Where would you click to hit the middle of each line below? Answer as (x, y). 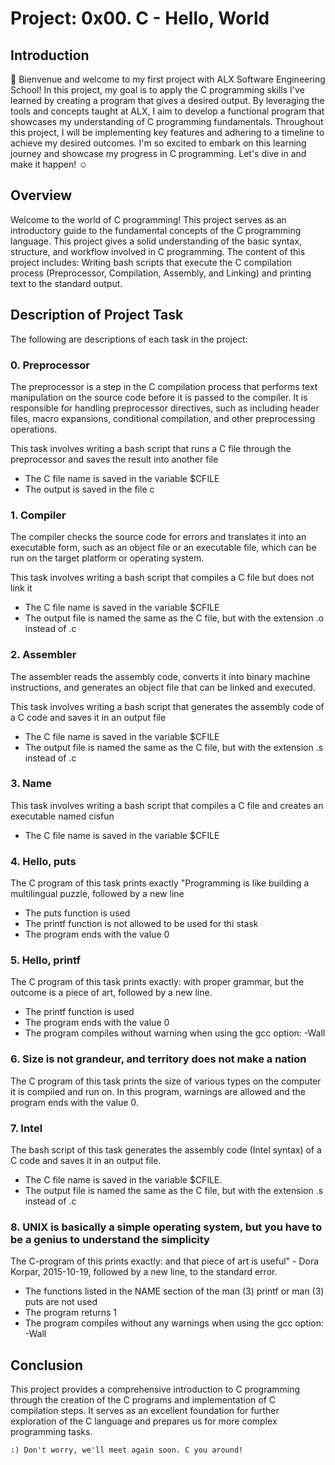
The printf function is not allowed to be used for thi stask (141, 924)
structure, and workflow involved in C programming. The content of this (158, 251)
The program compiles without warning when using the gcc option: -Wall (175, 1033)
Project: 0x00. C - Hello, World (140, 18)
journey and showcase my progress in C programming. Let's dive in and (158, 153)
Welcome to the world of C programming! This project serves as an (148, 219)
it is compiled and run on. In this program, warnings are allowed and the (158, 1091)
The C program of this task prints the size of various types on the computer (166, 1081)
